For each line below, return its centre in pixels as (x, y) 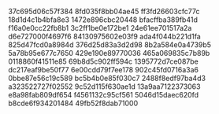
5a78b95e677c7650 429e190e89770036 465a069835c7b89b (109, 53)
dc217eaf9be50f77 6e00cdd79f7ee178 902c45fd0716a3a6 (104, 70)
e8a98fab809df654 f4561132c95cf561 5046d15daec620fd (104, 95)
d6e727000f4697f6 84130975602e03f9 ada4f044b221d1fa (104, 36)
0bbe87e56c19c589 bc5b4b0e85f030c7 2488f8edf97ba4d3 (107, 78)
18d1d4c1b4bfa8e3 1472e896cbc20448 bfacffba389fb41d (103, 20)
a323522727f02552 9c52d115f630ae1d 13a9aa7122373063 (104, 86)
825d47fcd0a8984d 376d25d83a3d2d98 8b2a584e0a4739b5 (109, 45)
